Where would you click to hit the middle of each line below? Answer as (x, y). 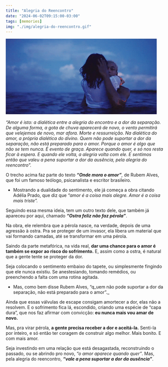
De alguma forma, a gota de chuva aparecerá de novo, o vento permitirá (81, 128)
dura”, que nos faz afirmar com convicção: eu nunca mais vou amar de (80, 313)
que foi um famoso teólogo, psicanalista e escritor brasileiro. (68, 180)
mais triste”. (25, 201)
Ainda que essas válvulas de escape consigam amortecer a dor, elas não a (83, 302)
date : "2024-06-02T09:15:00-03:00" (43, 16)
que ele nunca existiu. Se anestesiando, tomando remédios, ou (71, 272)
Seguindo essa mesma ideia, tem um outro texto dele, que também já (77, 210)
